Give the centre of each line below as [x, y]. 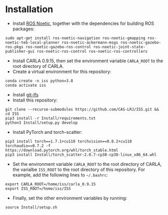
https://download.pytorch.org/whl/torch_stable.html [62, 150]
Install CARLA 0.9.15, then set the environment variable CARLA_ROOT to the [88, 61]
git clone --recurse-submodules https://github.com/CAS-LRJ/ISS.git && [82, 109]
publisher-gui [20, 51]
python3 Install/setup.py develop [42, 123]
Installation [29, 9]
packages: [23, 28]
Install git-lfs [25, 94]
